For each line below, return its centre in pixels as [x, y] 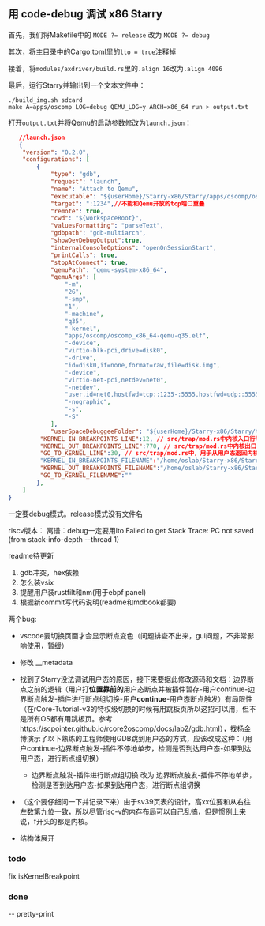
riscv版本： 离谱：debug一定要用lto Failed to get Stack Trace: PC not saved [131, 530]
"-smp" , [77, 299]
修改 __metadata [46, 662]
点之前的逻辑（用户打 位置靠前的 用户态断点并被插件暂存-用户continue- [134, 689]
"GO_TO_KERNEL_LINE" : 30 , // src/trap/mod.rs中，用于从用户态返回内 [146, 454]
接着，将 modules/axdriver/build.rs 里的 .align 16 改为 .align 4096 [116, 68]
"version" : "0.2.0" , [56, 152]
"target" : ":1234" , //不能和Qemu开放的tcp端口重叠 [127, 204]
